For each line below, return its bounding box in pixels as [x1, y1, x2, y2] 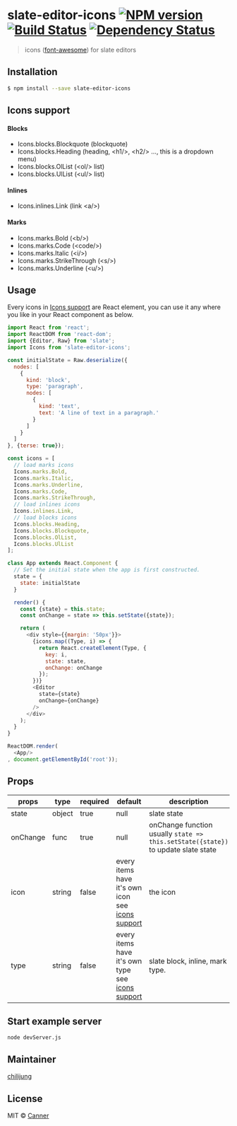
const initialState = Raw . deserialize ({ [7, 356, 128, 364]
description [169, 796, 209, 806]
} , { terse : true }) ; [7, 442, 65, 449]
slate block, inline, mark [149, 956, 227, 965]
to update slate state [149, 844, 217, 854]
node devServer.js [7, 1034, 61, 1041]
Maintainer [7, 1053, 56, 1065]
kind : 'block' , [25, 376, 71, 383]
